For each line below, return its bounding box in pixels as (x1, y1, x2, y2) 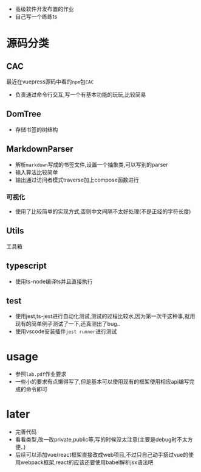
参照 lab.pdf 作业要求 (15, 370, 67, 378)
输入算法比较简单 (15, 168, 58, 175)
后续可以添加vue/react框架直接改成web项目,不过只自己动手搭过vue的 (15, 451, 189, 459)
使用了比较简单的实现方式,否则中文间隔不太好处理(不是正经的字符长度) (15, 208, 191, 215)
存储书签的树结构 (15, 125, 58, 133)
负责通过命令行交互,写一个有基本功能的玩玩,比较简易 (15, 91, 146, 98)
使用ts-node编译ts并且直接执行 (15, 278, 93, 285)
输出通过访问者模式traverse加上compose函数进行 (15, 176, 140, 183)
